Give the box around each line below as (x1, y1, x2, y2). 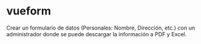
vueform (6, 4, 51, 18)
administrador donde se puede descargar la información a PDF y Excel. (6, 30, 187, 37)
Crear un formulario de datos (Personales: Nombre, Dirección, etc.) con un (6, 24, 195, 31)
